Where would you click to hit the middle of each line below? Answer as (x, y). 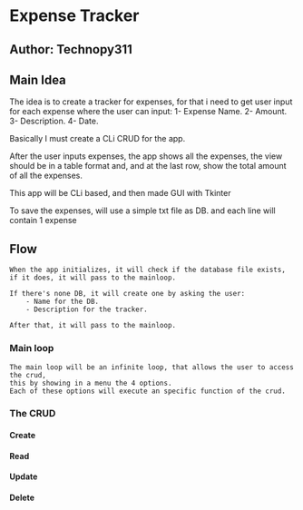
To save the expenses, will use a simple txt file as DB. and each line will (142, 211)
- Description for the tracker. (87, 309)
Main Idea (38, 79)
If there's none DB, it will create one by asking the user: (127, 294)
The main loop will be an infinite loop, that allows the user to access (152, 367)
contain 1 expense (43, 221)
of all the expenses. (46, 176)
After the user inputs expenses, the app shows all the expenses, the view (146, 156)
